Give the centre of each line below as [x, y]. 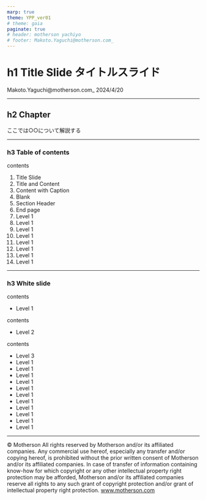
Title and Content [38, 184]
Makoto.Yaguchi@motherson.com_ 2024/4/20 [65, 90]
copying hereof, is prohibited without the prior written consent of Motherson [103, 458]
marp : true [21, 12]
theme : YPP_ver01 [29, 18]
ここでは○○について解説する [44, 130]
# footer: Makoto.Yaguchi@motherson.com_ [61, 40]
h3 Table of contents [38, 152]
